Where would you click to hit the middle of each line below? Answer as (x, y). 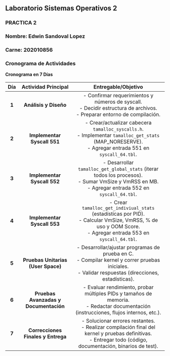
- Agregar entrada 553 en (118, 233)
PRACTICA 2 (21, 23)
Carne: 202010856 (29, 50)
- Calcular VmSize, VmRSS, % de (118, 220)
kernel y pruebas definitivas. (118, 334)
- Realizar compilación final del (118, 327)
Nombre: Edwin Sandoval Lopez (45, 36)
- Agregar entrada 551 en (118, 148)
